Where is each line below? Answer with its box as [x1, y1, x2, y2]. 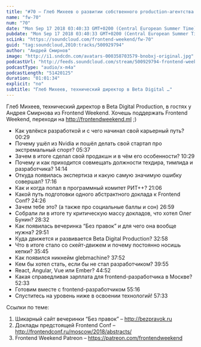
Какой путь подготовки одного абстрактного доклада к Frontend [14, 191, 181, 198]
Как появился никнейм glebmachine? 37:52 [14, 254, 126, 261]
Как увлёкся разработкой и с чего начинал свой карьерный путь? [14, 127, 184, 134]
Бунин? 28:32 [14, 216, 50, 223]
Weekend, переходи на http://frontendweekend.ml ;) [6, 115, 137, 122]
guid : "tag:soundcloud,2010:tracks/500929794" [6, 42, 124, 48]
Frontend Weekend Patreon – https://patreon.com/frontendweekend [14, 334, 183, 341]
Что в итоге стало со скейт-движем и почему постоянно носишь [14, 241, 181, 248]
